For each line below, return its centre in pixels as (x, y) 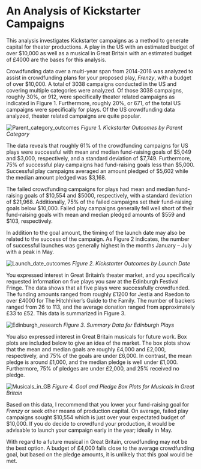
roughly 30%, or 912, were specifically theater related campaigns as (91, 97)
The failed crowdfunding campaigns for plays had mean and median (91, 189)
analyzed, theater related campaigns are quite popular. (74, 116)
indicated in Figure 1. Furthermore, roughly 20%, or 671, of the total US (94, 103)
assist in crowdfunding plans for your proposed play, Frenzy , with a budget (99, 77)
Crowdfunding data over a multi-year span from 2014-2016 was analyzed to (100, 71)
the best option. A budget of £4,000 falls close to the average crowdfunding (100, 448)
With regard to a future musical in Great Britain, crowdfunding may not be (97, 441)
